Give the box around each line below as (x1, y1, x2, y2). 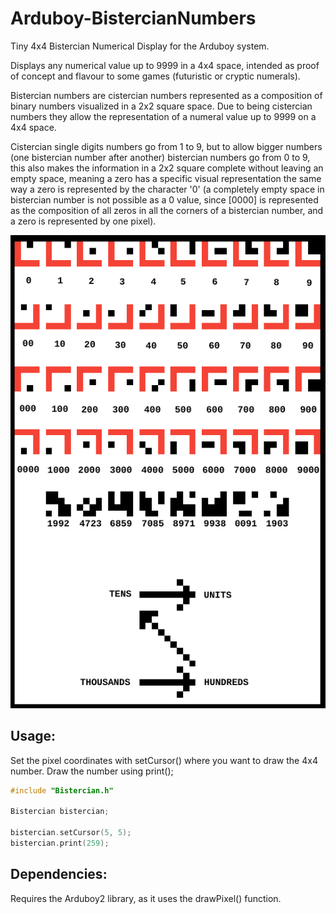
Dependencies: (10, 866, 108, 883)
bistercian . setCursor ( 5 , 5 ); (10, 828, 132, 838)
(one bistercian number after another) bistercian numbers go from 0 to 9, (10, 151, 311, 163)
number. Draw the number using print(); (10, 765, 174, 777)
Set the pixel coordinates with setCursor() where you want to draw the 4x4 (10, 754, 318, 766)
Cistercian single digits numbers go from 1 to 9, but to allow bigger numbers (10, 140, 323, 152)
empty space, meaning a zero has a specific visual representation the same (10, 172, 322, 184)
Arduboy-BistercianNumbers (10, 7, 257, 30)
